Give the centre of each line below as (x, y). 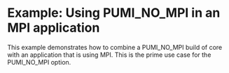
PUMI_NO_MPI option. (39, 62)
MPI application (54, 28)
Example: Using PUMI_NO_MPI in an (114, 13)
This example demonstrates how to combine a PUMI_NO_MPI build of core (115, 47)
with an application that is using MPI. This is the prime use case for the (109, 55)
